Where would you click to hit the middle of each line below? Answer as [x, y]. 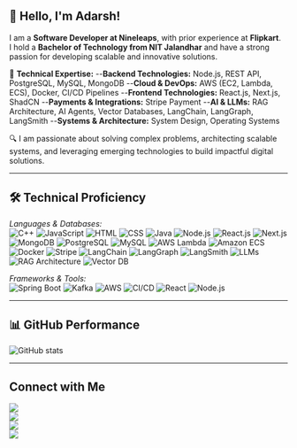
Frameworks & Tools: [48, 278]
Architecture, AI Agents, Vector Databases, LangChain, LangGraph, [131, 111]
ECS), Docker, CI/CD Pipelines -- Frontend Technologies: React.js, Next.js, [145, 92]
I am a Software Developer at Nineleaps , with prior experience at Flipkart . [145, 37]
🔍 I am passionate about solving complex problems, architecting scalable [143, 138]
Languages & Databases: [56, 223]
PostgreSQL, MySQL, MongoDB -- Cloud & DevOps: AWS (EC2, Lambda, [141, 83]
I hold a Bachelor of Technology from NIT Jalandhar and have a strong [139, 47]
